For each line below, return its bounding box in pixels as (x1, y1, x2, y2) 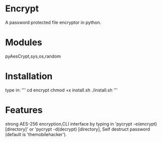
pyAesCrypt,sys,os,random (5, 53, 61, 59)
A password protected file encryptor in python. (5, 19, 101, 25)
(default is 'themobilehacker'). (5, 131, 67, 137)
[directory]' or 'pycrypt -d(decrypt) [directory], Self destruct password (5, 126, 151, 132)
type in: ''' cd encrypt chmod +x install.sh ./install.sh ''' (5, 87, 118, 93)
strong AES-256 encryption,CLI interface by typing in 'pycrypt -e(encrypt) (5, 121, 157, 127)
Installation (5, 71, 53, 82)
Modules (5, 37, 42, 48)
